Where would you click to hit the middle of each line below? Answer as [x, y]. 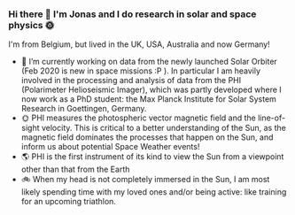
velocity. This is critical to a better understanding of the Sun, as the [164, 128]
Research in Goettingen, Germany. [84, 109]
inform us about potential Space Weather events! [110, 147]
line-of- [271, 118]
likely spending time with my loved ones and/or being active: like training [154, 192]
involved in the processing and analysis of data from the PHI [131, 81]
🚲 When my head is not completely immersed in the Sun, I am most [145, 180]
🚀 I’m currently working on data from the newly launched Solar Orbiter [149, 62]
